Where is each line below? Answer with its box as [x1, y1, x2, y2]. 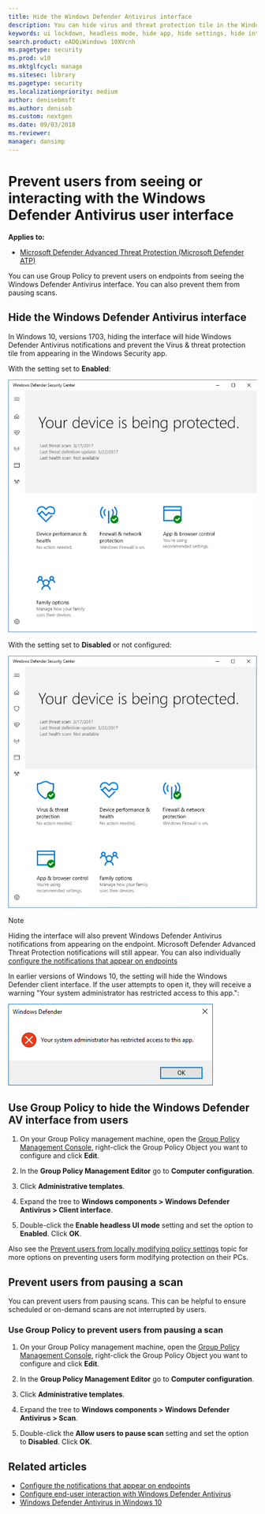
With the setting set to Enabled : [8, 364, 111, 373]
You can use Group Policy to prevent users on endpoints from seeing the [8, 271, 244, 280]
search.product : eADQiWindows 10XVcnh [8, 38, 136, 46]
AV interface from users [8, 1113, 129, 1127]
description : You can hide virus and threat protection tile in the [8, 21, 238, 29]
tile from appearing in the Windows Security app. [8, 348, 168, 358]
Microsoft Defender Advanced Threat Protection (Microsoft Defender [19, 247, 244, 256]
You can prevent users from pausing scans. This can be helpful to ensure [8, 1296, 247, 1306]
